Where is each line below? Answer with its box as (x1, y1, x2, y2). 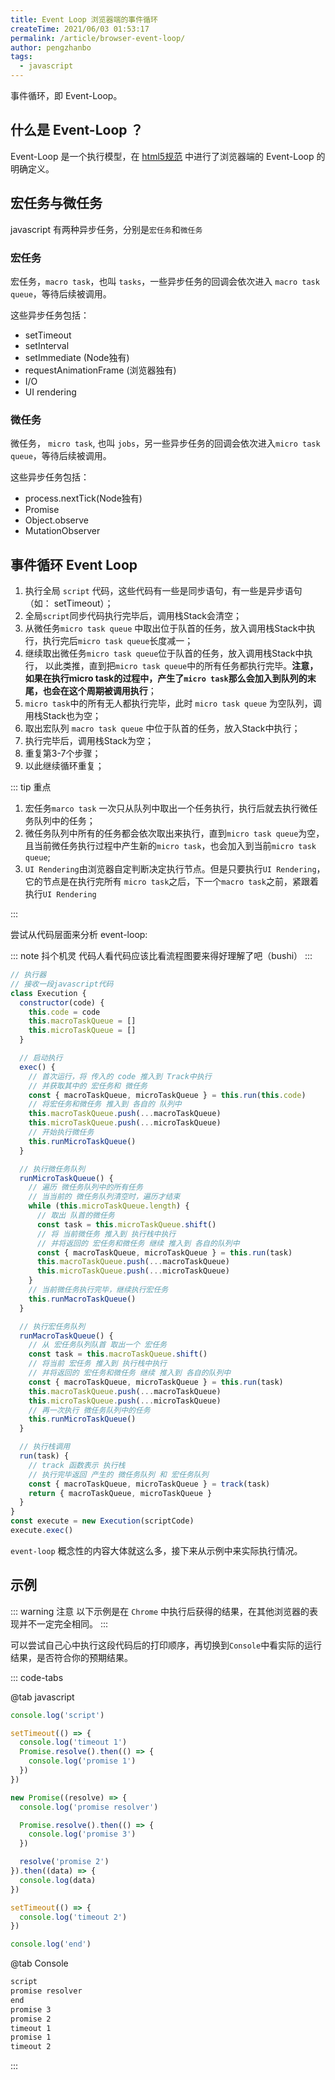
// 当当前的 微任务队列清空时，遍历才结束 (28, 1192, 181, 1202)
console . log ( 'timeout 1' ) (19, 1737, 128, 1748)
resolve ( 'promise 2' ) (19, 1857, 110, 1867)
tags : (10, 52, 33, 62)
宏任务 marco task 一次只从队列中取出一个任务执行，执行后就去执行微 (24, 802, 310, 815)
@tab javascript (10, 1691, 75, 1703)
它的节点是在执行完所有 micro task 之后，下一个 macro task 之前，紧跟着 (24, 876, 319, 888)
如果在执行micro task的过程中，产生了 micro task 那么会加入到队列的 (24, 672, 308, 685)
